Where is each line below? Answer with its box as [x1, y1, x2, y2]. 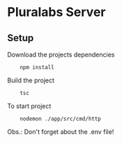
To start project [7, 102, 52, 110]
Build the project [7, 76, 54, 84]
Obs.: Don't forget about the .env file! [7, 128, 114, 136]
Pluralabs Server [7, 4, 106, 20]
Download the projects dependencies [7, 50, 115, 59]
